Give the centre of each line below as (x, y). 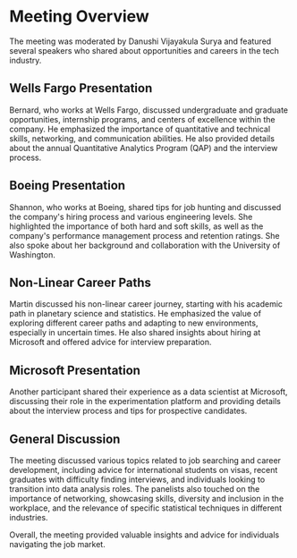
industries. (29, 517)
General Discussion (65, 439)
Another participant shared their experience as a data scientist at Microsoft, (148, 392)
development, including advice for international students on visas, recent (144, 470)
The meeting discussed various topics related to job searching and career (145, 461)
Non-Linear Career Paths (81, 282)
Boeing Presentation (68, 186)
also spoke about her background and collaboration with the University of (145, 245)
